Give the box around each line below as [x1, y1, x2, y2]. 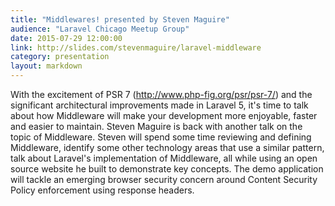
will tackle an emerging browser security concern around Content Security [10, 174, 318, 185]
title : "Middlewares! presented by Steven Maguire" [10, 14, 230, 25]
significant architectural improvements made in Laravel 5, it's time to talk [10, 99, 309, 111]
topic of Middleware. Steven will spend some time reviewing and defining [10, 131, 312, 143]
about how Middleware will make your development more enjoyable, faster [10, 110, 318, 121]
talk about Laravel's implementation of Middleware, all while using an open [10, 152, 318, 164]
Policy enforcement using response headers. [10, 184, 195, 196]
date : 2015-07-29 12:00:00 [10, 33, 123, 43]
